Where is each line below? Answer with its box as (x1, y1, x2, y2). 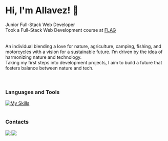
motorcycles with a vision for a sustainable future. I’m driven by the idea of (5, 49, 163, 55)
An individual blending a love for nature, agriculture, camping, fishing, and (5, 43, 161, 49)
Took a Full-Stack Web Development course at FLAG (5, 27, 116, 33)
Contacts (5, 119, 29, 126)
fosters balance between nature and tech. (5, 65, 94, 71)
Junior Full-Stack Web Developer (5, 21, 75, 28)
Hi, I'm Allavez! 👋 (5, 5, 78, 16)
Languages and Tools (5, 88, 60, 96)
